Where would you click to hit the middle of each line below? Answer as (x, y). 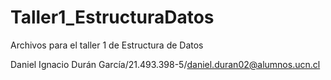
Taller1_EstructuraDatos (112, 17)
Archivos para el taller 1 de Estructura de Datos (107, 45)
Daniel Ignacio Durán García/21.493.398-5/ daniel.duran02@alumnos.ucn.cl (165, 64)
